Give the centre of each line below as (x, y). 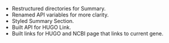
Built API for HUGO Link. (41, 27)
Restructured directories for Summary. (58, 9)
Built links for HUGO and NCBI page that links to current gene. (87, 34)
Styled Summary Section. (43, 21)
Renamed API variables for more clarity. (60, 15)
